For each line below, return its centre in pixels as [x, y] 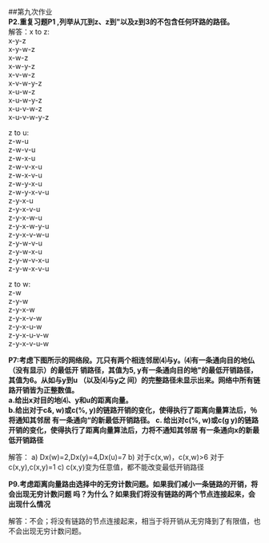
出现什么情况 [29, 504]
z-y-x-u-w [25, 327]
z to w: [19, 284]
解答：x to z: [29, 32]
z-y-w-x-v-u [29, 269]
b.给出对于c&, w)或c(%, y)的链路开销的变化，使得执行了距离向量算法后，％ [133, 410]
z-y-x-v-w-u [29, 235]
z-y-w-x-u [25, 252]
